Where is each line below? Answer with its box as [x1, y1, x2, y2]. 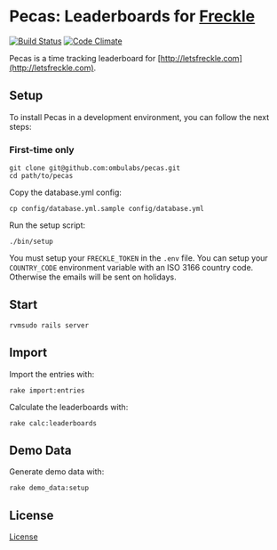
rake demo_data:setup [9, 483, 90, 493]
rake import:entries [9, 385, 86, 395]
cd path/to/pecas [9, 172, 74, 181]
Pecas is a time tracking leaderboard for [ [9, 53, 162, 63]
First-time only [9, 143, 75, 156]
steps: [9, 121, 32, 132]
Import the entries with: [9, 368, 95, 379]
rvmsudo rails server [9, 320, 90, 330]
